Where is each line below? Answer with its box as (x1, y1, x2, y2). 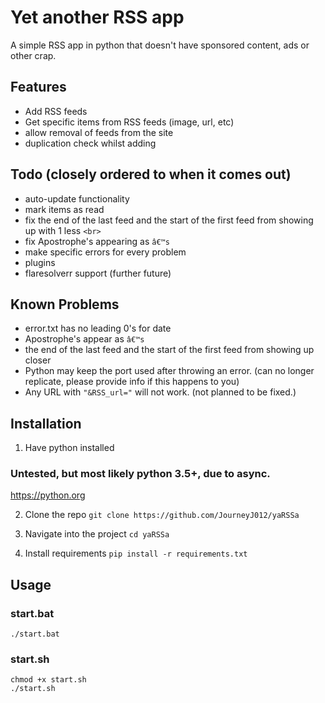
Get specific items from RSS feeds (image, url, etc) (24, 116, 235, 128)
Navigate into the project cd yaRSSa (24, 528, 170, 540)
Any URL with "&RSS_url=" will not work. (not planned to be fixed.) (24, 386, 297, 398)
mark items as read (24, 203, 105, 215)
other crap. (10, 49, 57, 61)
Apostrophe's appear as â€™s (24, 333, 145, 345)
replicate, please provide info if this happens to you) (24, 376, 240, 388)
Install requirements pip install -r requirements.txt (24, 547, 248, 560)
